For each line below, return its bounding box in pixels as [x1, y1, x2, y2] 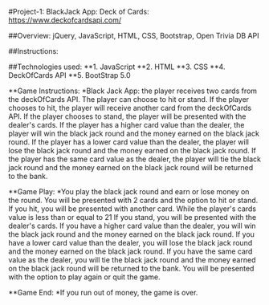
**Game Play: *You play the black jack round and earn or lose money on [8, 187, 250, 196]
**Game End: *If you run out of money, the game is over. [8, 288, 198, 297]
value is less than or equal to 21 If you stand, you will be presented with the [8, 213, 257, 222]
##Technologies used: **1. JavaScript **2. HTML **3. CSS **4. [8, 62, 226, 71]
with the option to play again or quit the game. [8, 272, 161, 282]
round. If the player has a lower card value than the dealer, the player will [8, 137, 250, 147]
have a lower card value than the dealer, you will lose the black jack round [8, 238, 253, 247]
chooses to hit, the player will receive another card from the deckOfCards [8, 104, 251, 112]
